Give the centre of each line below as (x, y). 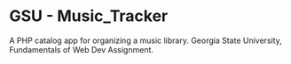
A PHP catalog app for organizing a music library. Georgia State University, (145, 40)
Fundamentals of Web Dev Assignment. (81, 49)
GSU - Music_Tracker (89, 16)
